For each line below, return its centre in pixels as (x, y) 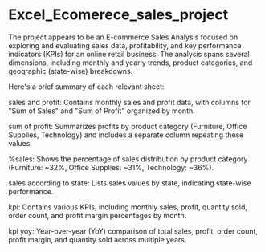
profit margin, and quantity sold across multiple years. (98, 239)
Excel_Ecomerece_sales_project (118, 15)
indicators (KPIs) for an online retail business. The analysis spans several (129, 54)
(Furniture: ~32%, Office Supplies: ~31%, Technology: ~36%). (111, 167)
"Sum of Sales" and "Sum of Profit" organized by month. (102, 111)
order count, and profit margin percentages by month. (98, 215)
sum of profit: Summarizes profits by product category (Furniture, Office (128, 126)
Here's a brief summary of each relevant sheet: (86, 87)
